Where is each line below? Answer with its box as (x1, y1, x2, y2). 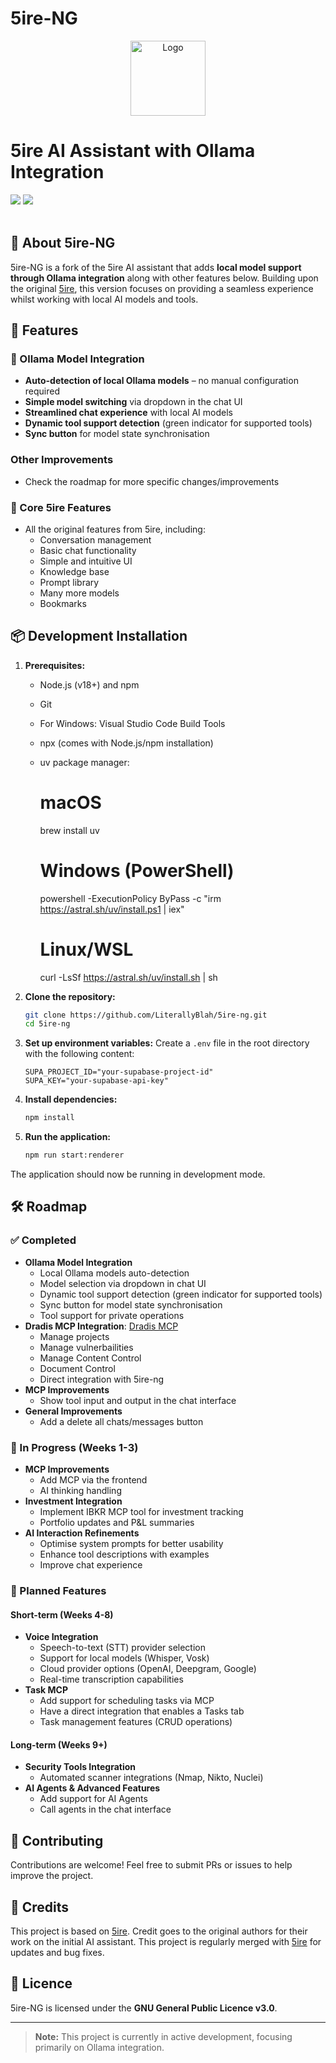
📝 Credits (10, 1898, 70, 1916)
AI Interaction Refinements (24, 1527, 140, 1539)
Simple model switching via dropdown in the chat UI (24, 396, 243, 408)
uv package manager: (39, 756, 130, 768)
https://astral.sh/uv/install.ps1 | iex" (39, 903, 185, 915)
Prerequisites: (24, 659, 86, 671)
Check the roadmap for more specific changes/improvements (24, 475, 280, 487)
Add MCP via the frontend (39, 1474, 148, 1486)
